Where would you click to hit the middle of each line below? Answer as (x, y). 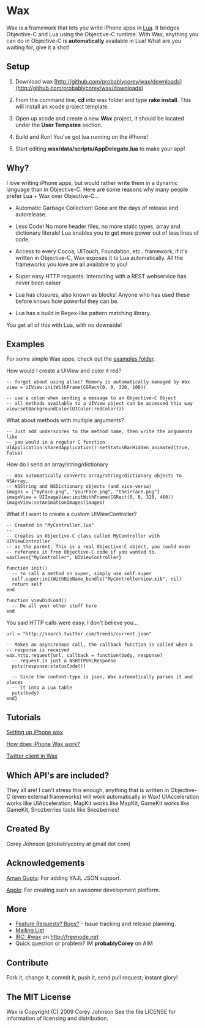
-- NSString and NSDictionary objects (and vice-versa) (79, 487)
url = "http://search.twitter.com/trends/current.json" (79, 634)
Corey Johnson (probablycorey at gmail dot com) (68, 844)
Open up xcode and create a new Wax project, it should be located (100, 118)
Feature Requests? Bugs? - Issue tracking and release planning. (95, 924)
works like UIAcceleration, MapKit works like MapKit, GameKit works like (98, 803)
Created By (28, 829)
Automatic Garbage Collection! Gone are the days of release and (97, 208)
